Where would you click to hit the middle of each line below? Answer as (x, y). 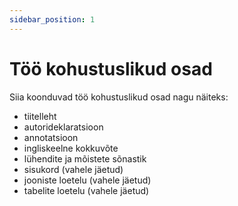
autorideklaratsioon (63, 127)
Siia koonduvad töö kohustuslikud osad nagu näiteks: (119, 97)
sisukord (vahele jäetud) (73, 169)
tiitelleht (40, 116)
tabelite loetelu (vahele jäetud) (86, 190)
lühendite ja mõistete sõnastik (85, 158)
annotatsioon (51, 137)
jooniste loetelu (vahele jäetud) (87, 180)
